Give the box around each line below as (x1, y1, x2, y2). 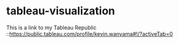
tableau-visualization (6, 4, 116, 18)
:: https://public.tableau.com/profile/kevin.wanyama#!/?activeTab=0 (6, 30, 173, 37)
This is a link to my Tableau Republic (6, 24, 97, 31)
